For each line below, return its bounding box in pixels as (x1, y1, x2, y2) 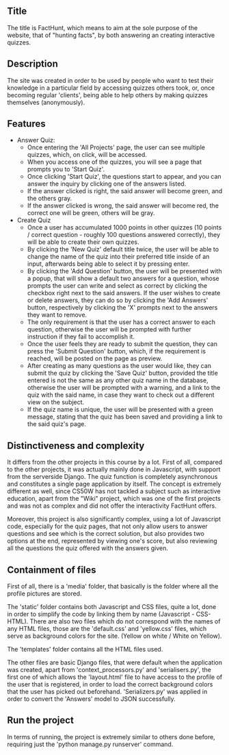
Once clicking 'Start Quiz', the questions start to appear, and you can (27, 173, 221, 181)
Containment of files (7, 564, 97, 575)
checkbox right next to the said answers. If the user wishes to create (27, 289, 221, 297)
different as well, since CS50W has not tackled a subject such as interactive (7, 487, 221, 495)
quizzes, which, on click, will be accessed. (27, 151, 147, 159)
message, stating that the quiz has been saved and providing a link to (27, 412, 223, 421)
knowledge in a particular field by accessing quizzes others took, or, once (7, 84, 215, 92)
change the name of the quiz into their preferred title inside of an (27, 253, 210, 261)
